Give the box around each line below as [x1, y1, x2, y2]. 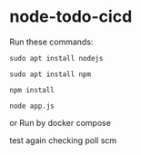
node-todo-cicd [9, 6, 133, 27]
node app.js [9, 102, 55, 111]
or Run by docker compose [9, 117, 112, 128]
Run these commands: [9, 36, 94, 47]
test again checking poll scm [9, 134, 117, 146]
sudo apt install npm [9, 70, 92, 79]
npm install [9, 85, 55, 94]
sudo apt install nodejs [9, 53, 104, 63]
